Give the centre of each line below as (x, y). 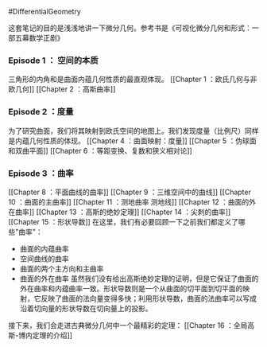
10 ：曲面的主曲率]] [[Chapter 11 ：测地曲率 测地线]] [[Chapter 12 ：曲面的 (129, 201)
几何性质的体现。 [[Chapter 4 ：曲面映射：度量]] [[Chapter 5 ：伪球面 (143, 140)
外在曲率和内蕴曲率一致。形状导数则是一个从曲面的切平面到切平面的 (131, 288)
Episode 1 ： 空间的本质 (53, 60)
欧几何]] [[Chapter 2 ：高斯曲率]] (62, 89)
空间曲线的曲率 (44, 259)
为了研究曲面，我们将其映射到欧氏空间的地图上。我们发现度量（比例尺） (126, 131)
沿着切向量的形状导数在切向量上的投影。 (86, 308)
